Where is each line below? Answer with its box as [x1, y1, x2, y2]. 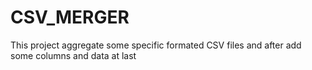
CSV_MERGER [10, 6, 130, 29]
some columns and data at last [10, 49, 137, 61]
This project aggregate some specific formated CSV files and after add [10, 39, 302, 51]
